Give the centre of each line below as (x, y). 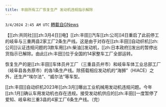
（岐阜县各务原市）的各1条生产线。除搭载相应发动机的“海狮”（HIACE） (78, 70)
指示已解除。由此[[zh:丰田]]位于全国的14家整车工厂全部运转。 (72, 53)
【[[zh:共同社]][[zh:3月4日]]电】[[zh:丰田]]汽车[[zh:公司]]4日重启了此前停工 (82, 35)
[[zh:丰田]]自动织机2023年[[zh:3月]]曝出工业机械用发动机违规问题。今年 (79, 87)
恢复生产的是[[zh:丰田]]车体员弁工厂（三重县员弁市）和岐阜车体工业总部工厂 (83, 64)
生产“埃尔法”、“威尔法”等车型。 (50, 76)
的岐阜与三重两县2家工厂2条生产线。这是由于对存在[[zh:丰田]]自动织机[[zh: (82, 41)
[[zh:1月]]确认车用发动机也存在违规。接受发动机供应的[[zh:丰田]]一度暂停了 (82, 93)
